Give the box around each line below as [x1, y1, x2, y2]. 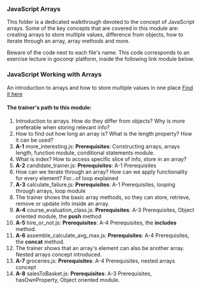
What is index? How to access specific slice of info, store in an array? [15, 155, 187, 163]
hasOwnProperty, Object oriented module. [15, 276, 120, 283]
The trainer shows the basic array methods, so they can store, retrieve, [15, 193, 191, 200]
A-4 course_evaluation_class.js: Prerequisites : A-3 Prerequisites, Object [15, 206, 194, 214]
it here [7, 90, 23, 98]
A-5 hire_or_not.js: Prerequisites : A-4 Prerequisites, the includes [15, 219, 177, 226]
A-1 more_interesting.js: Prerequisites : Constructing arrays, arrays [15, 142, 180, 150]
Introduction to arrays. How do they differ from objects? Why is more [15, 117, 185, 124]
